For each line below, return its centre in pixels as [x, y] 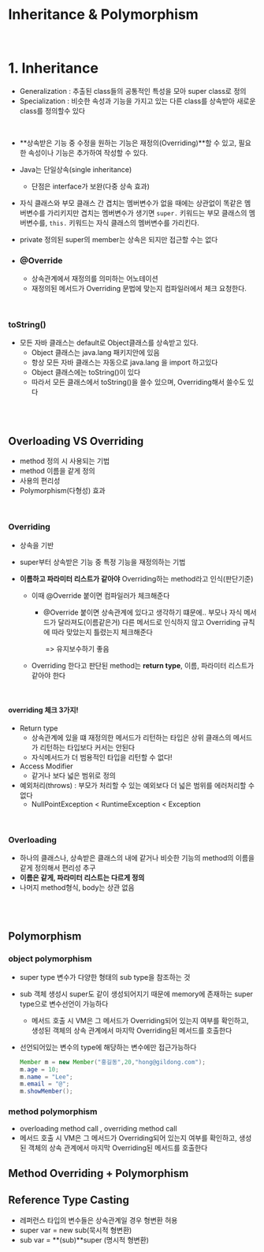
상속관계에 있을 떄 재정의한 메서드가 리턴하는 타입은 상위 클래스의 [131, 737]
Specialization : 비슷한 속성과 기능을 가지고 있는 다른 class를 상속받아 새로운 [138, 101]
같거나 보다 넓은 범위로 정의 [73, 775]
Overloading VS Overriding [76, 441]
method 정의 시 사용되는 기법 [65, 461]
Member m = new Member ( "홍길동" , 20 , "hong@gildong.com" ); [113, 1062]
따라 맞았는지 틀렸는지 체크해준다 [102, 632]
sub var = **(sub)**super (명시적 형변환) [84, 1239]
